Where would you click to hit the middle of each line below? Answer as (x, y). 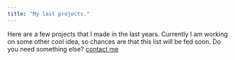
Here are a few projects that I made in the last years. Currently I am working (117, 34)
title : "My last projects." (49, 14)
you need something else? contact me (63, 49)
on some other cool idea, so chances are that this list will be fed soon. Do (114, 41)
